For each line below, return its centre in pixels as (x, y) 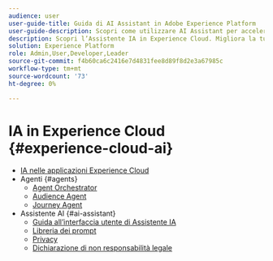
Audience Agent (59, 196)
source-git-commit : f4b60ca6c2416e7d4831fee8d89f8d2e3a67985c (116, 62)
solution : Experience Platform (61, 46)
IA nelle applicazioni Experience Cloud (84, 170)
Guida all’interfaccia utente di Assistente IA (104, 222)
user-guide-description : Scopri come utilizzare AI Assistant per (123, 31)
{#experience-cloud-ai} (91, 148)
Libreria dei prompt (64, 231)
